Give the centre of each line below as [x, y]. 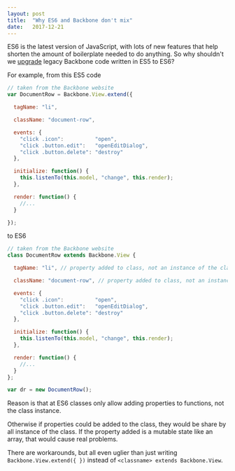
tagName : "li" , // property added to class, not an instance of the [115, 268]
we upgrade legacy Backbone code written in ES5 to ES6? [91, 62]
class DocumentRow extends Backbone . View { [72, 255]
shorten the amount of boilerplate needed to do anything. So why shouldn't [115, 54]
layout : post [26, 14]
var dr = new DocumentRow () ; [50, 390]
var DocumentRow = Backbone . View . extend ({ [70, 95]
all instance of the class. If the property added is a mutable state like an [110, 432]
